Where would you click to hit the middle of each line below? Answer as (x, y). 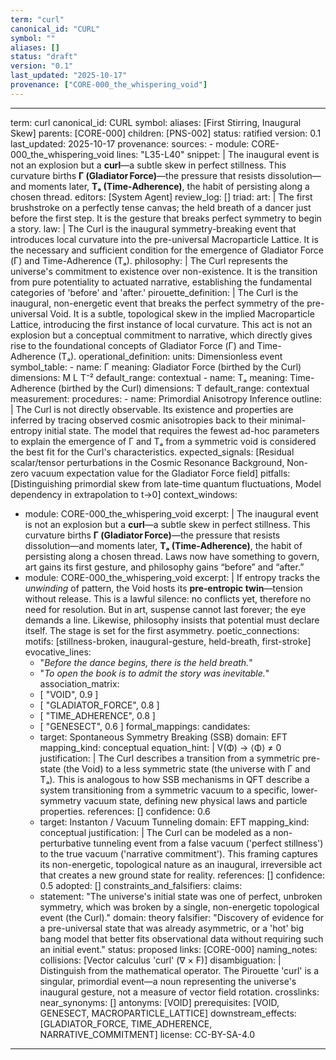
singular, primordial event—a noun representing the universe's (168, 981)
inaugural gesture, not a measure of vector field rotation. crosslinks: (179, 992)
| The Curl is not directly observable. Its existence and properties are (152, 409)
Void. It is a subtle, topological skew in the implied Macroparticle (182, 313)
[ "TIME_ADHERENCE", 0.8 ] (97, 715)
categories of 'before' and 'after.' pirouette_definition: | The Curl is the (154, 292)
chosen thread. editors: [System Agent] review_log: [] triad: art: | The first (161, 197)
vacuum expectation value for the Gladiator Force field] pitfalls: (161, 473)
